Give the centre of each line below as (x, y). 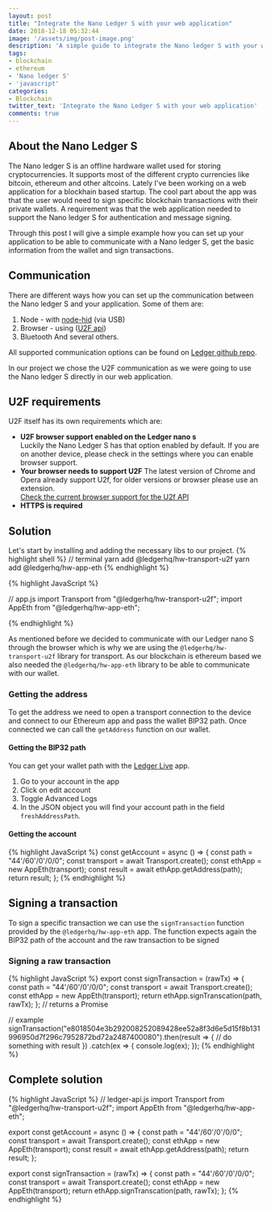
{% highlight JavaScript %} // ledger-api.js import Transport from (117, 1099)
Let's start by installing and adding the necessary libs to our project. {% (127, 551)
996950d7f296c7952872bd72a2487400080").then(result (104, 1037)
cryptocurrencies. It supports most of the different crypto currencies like (129, 174)
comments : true (34, 114)
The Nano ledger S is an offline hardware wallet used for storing (115, 166)
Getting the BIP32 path (47, 748)
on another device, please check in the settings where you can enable (137, 454)
